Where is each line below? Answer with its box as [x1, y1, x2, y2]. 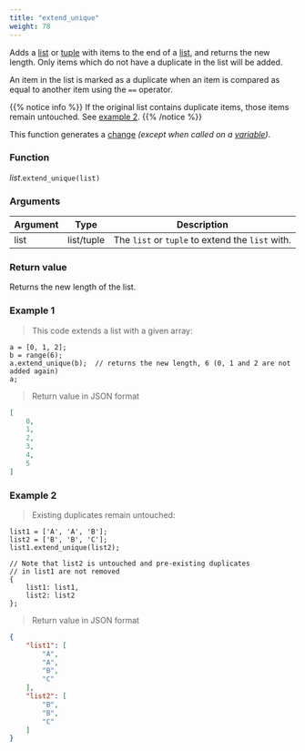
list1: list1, [25, 583, 79, 592]
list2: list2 [25, 591, 76, 600]
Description [176, 218, 229, 231]
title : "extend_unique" [9, 13, 100, 23]
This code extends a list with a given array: [31, 325, 193, 336]
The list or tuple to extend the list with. [113, 234, 291, 247]
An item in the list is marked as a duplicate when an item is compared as [9, 74, 280, 85]
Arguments [9, 195, 61, 208]
